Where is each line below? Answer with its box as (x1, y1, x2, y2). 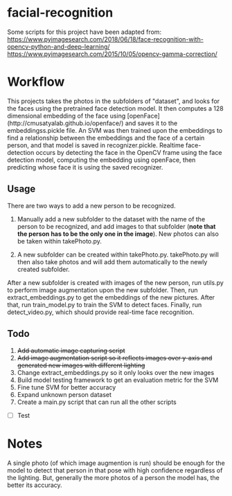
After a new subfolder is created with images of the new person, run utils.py (7, 278, 224, 286)
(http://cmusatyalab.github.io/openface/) (7, 119, 124, 127)
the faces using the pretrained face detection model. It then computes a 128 (7, 104, 224, 112)
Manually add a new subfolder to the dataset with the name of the (17, 214, 206, 223)
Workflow (7, 74, 65, 90)
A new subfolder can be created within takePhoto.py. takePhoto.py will (17, 250, 220, 259)
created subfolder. (17, 265, 71, 273)
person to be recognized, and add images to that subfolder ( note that (17, 222, 216, 230)
